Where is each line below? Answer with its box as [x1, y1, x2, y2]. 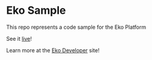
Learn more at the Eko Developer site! [6, 46, 100, 54]
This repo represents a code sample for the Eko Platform [6, 23, 146, 31]
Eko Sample [6, 4, 66, 17]
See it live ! [6, 35, 32, 42]
